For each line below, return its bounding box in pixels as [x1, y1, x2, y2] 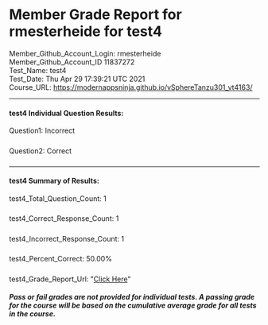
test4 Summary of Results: [9, 176, 100, 186]
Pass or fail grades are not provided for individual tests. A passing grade [9, 292, 255, 302]
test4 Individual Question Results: [9, 108, 124, 118]
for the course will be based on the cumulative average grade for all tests [9, 300, 257, 311]
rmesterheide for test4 [9, 22, 162, 41]
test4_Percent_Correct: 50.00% [9, 254, 112, 264]
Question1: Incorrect [9, 126, 75, 136]
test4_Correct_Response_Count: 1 [9, 214, 119, 223]
